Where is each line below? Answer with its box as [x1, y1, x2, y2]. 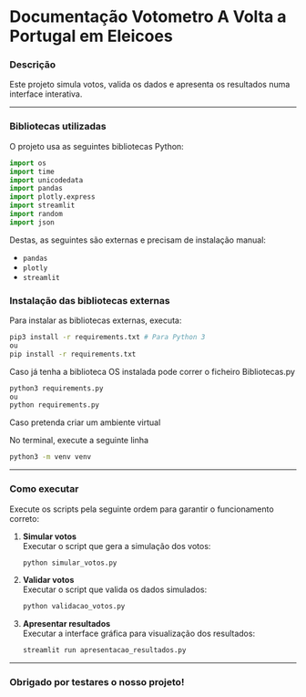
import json [9, 217, 55, 227]
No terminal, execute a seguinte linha [9, 435, 148, 446]
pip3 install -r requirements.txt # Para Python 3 [9, 333, 206, 342]
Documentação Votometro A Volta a [9, 6, 287, 27]
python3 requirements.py [9, 383, 104, 393]
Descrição [9, 58, 56, 71]
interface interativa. [9, 88, 83, 99]
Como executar [9, 483, 79, 495]
